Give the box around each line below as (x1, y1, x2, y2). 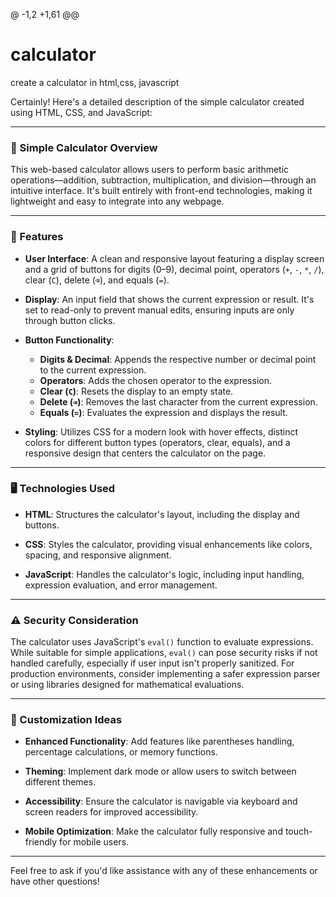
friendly (24, 836, 58, 848)
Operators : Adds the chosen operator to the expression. (39, 374, 272, 386)
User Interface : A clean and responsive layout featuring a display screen (24, 252, 325, 264)
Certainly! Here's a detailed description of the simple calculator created (10, 95, 305, 108)
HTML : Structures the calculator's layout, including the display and (24, 508, 300, 520)
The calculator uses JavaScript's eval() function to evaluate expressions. (10, 636, 314, 648)
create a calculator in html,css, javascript (10, 76, 180, 88)
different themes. (24, 776, 97, 788)
